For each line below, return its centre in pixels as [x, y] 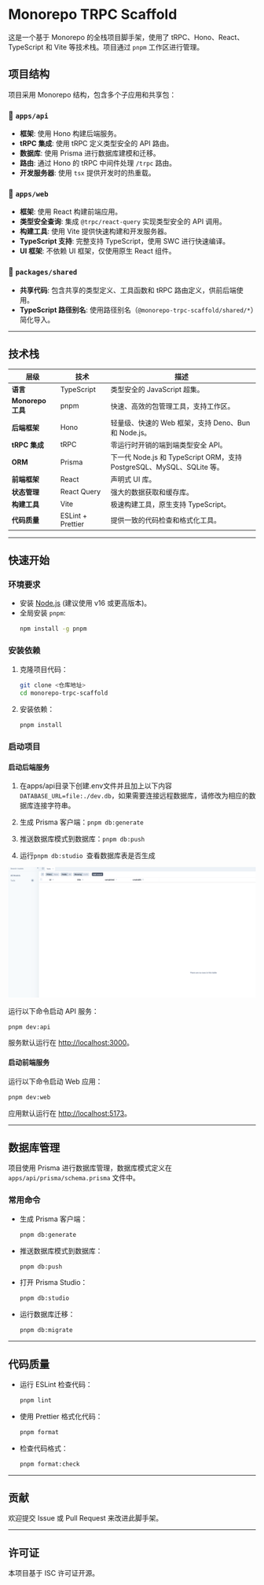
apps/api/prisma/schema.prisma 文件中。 [74, 1178]
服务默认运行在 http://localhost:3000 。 [71, 1043]
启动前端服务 [29, 1062]
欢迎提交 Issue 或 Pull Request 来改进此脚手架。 [86, 1518]
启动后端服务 [29, 767]
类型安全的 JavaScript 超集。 [157, 390]
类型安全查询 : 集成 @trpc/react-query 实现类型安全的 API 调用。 [123, 222]
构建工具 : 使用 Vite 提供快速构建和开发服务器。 [95, 231]
